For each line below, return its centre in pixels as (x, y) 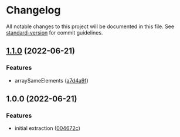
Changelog (33, 10)
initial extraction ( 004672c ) (47, 128)
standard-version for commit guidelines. (55, 32)
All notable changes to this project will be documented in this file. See (90, 26)
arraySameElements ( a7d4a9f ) (52, 80)
